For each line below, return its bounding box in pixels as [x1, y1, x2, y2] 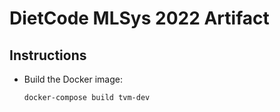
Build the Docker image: [23, 73, 124, 85]
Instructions [9, 47, 87, 64]
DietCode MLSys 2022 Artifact [9, 7, 270, 30]
